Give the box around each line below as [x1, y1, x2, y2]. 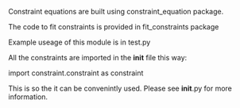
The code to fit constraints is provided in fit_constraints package [8, 22, 219, 31]
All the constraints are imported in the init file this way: [8, 53, 188, 62]
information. [8, 92, 48, 102]
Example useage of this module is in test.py [8, 37, 151, 47]
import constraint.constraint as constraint [8, 68, 144, 78]
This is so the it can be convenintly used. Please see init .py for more [8, 83, 233, 93]
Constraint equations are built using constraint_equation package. [8, 7, 224, 16]
